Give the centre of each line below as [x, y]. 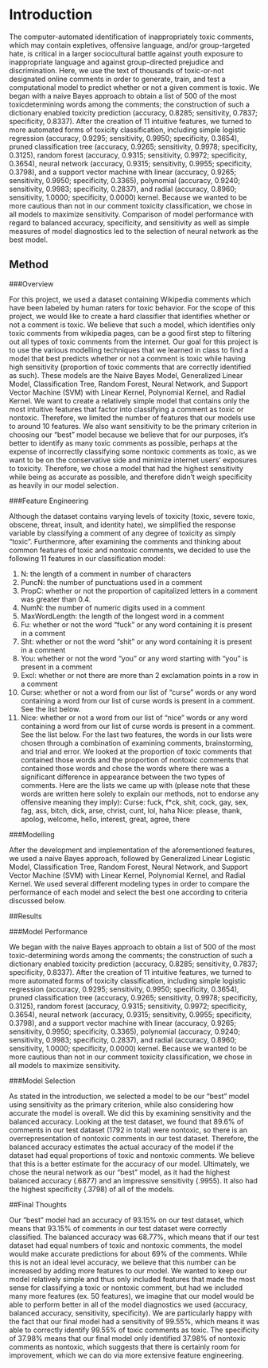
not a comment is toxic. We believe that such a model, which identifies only [132, 325]
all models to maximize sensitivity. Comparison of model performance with [131, 214]
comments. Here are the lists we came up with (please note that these [135, 785]
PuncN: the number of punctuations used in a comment [111, 582]
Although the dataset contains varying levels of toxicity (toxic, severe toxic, [132, 516]
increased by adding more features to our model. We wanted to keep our [128, 1270]
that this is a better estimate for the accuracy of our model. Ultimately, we [129, 1163]
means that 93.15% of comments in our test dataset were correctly [118, 1228]
